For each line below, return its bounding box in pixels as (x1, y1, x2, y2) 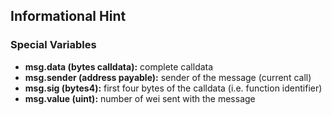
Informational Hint (10, 8, 127, 25)
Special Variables (10, 38, 97, 52)
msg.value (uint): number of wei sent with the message (24, 92, 256, 104)
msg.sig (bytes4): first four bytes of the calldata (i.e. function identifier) (24, 82, 323, 94)
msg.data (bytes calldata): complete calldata (24, 60, 214, 73)
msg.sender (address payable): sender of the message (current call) (24, 71, 312, 83)
